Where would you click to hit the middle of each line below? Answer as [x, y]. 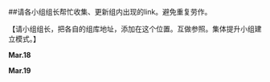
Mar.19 [20, 70]
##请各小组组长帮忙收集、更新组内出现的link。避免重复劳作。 [110, 12]
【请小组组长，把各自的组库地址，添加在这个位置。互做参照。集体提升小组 [131, 29]
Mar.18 [20, 55]
